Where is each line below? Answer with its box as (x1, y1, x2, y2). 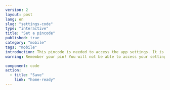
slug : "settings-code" (5, 21, 53, 27)
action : (5, 68, 22, 73)
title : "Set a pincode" (5, 31, 56, 36)
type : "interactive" (5, 26, 49, 31)
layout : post (5, 12, 33, 17)
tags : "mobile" (5, 45, 37, 50)
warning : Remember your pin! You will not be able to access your (5, 54, 148, 59)
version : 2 (5, 7, 28, 13)
